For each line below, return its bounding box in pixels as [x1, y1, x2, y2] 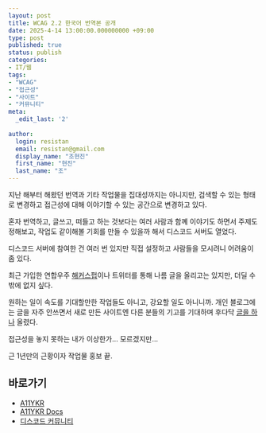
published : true [8, 41, 62, 49]
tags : [8, 71, 26, 79]
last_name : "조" [15, 167, 67, 175]
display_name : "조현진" [15, 152, 89, 160]
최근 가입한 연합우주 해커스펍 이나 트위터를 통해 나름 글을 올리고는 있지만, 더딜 [8, 271, 248, 279]
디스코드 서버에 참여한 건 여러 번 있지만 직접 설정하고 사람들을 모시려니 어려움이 [8, 244, 254, 253]
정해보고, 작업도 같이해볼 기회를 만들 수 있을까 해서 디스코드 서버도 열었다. [8, 227, 237, 236]
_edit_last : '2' [15, 115, 69, 123]
